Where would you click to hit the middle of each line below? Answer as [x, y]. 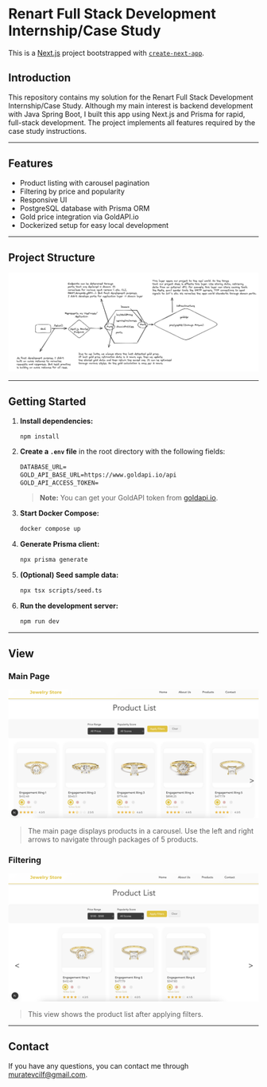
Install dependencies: [56, 421]
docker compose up [50, 529]
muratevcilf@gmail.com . [48, 1074]
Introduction [40, 78]
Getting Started [47, 402]
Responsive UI [43, 199]
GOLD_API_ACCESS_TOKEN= [59, 483]
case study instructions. [48, 131]
